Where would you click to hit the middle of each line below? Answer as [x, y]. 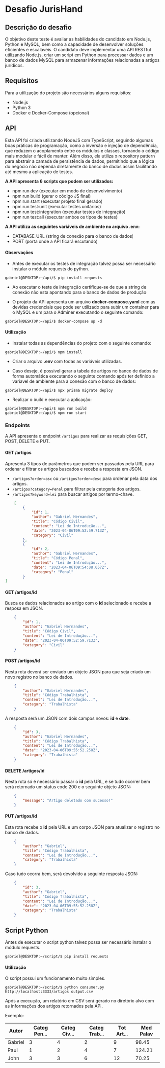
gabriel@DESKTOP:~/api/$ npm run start [46, 413]
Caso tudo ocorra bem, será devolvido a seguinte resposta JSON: [72, 874]
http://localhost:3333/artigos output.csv [49, 992]
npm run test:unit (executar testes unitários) [57, 206]
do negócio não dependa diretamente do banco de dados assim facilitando [81, 166]
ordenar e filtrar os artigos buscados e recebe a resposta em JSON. [74, 469]
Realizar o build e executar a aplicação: [52, 400]
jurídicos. [14, 65]
